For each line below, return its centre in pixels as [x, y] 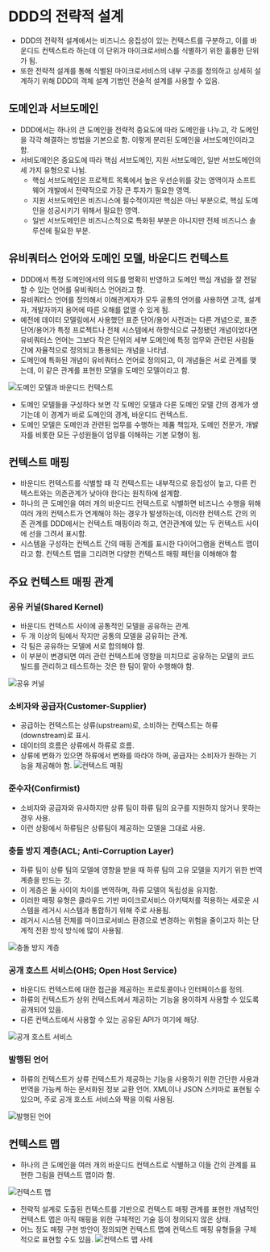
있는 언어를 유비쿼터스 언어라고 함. [91, 289]
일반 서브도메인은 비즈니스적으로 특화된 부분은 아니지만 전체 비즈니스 [140, 220]
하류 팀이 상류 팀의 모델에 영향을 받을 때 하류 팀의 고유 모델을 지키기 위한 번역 [141, 870]
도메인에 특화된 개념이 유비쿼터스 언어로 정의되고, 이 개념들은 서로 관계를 [134, 360]
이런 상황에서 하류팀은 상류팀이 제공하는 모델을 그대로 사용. [112, 828]
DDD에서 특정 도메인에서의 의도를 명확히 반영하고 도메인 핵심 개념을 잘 [131, 279]
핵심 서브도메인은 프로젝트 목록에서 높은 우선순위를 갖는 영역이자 [133, 180]
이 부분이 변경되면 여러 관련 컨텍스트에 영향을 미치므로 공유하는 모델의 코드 [137, 656]
